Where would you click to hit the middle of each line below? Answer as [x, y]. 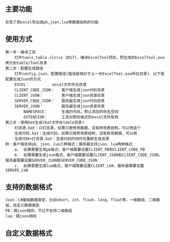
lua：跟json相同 [21, 216]
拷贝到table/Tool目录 [26, 63]
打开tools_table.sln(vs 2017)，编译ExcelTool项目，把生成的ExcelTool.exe [90, 58]
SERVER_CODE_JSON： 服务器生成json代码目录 [60, 101]
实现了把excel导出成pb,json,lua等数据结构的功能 [52, 22]
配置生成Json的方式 [23, 79]
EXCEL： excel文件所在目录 [51, 85]
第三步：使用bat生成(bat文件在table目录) [45, 122]
